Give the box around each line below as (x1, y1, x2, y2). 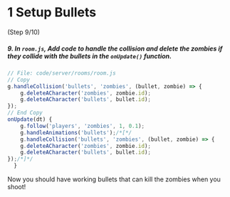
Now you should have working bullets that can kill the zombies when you (7, 175, 221, 183)
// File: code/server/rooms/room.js (7, 69, 116, 77)
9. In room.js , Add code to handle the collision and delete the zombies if (7, 44, 223, 53)
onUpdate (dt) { (7, 116, 53, 123)
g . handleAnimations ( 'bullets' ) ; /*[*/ (20, 129, 132, 136)
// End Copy (7, 110, 43, 117)
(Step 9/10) (7, 28, 41, 36)
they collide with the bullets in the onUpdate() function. (7, 51, 172, 60)
